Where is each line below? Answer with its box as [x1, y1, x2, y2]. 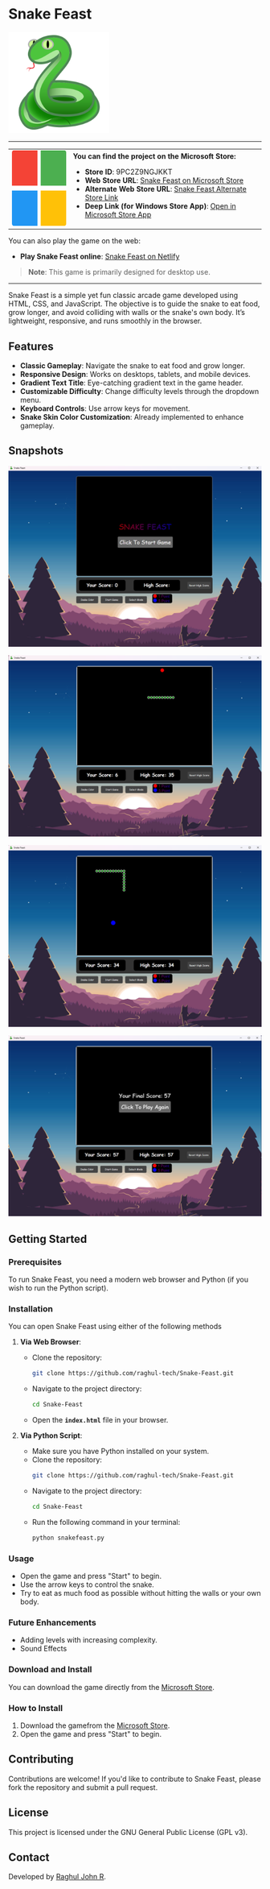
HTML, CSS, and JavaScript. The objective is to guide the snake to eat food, [8, 299, 260, 309]
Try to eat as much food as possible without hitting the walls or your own [19, 1589, 261, 1598]
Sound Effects [19, 1644, 67, 1654]
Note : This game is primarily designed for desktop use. [27, 267, 211, 277]
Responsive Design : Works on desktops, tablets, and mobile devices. [19, 370, 251, 379]
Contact [8, 1850, 50, 1864]
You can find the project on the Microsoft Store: [72, 151, 236, 161]
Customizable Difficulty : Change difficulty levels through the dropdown [19, 387, 260, 396]
